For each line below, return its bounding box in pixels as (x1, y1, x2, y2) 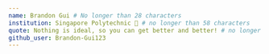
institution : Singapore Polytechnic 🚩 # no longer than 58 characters (8, 19, 250, 27)
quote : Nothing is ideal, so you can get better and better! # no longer (8, 26, 262, 34)
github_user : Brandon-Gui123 (8, 33, 106, 42)
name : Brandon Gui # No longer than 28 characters (8, 11, 182, 20)
